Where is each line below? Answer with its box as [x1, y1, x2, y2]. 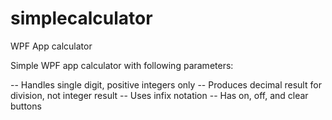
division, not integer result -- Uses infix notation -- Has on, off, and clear [10, 89, 309, 101]
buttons [10, 100, 42, 112]
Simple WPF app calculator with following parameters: [10, 59, 234, 71]
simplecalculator [10, 7, 153, 30]
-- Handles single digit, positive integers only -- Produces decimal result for [10, 78, 322, 91]
